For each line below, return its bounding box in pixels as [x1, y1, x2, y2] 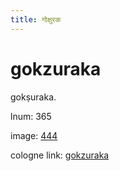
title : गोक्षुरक [10, 14, 62, 25]
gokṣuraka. [10, 91, 57, 103]
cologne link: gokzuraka [10, 149, 110, 161]
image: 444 [10, 129, 58, 141]
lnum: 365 [10, 110, 52, 122]
